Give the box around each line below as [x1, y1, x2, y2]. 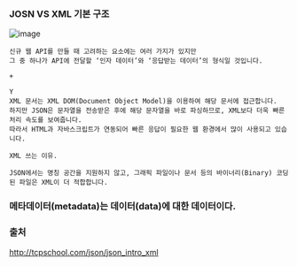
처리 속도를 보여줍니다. [9, 116, 82, 125]
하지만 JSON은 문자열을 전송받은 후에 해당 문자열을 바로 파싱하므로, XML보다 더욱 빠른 [9, 106, 285, 116]
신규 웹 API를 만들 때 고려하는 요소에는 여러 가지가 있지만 [9, 47, 197, 57]
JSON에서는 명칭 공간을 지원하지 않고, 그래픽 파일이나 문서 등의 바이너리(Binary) [9, 169, 273, 178]
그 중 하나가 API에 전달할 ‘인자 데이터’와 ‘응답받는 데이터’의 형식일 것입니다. [9, 57, 263, 65]
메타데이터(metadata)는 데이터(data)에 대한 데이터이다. [9, 201, 237, 213]
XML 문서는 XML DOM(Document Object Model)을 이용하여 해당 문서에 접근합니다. [9, 97, 277, 106]
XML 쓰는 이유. [9, 152, 58, 161]
